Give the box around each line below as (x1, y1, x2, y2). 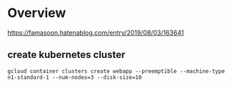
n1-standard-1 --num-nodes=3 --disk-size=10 (7, 74, 142, 81)
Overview (7, 5, 66, 21)
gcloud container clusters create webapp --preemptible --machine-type (7, 67, 225, 75)
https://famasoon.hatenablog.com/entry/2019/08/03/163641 (7, 28, 184, 37)
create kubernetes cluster (7, 49, 126, 61)
